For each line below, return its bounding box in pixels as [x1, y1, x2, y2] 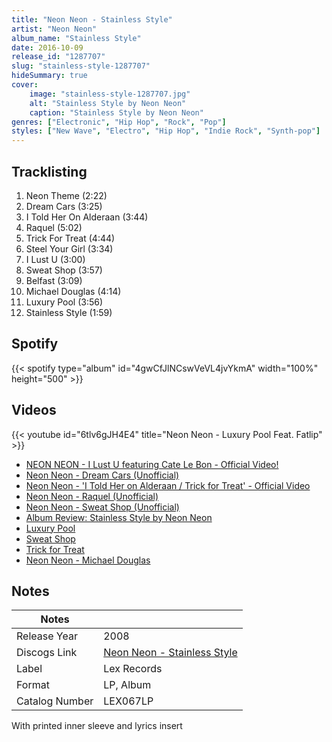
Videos [11, 402, 57, 419]
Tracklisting [11, 163, 88, 180]
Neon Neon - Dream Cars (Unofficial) [25, 469, 180, 481]
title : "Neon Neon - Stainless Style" [11, 14, 173, 25]
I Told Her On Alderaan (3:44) [25, 211, 149, 223]
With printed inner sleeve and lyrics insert [11, 720, 183, 732]
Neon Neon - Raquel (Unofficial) [25, 490, 159, 502]
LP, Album [103, 678, 152, 692]
